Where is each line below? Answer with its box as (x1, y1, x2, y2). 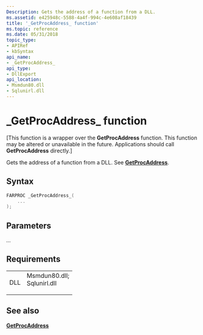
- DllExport (6, 71, 36, 77)
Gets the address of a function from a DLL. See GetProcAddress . (6, 158, 170, 166)
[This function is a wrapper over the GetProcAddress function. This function (6, 134, 198, 141)
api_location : (6, 76, 42, 83)
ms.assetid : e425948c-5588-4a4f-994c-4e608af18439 (6, 15, 137, 21)
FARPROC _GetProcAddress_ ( (6, 192, 75, 198)
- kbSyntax (6, 49, 34, 55)
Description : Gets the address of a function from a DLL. (6, 8, 156, 15)
